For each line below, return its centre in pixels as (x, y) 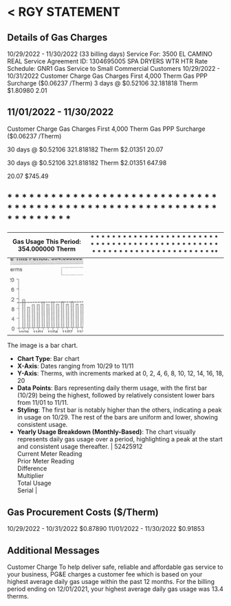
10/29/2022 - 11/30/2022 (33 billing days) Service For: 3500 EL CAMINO (110, 54)
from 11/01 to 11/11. (43, 403)
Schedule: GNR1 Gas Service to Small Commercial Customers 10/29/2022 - (113, 69)
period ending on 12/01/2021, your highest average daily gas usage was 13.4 (115, 589)
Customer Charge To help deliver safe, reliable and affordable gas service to (115, 567)
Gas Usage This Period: (47, 241)
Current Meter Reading (49, 454)
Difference (32, 468)
